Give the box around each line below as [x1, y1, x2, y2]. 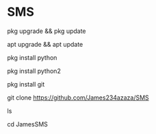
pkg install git [7, 80, 45, 88]
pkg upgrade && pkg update [7, 27, 87, 35]
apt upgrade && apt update [7, 40, 83, 48]
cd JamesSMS [7, 120, 48, 128]
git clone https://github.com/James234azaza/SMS [7, 93, 149, 102]
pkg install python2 [7, 67, 62, 75]
